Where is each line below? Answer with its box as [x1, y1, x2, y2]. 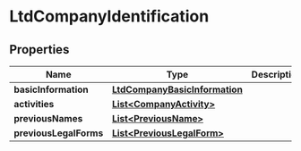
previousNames [13, 113, 83, 124]
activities [13, 98, 55, 110]
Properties [9, 42, 70, 57]
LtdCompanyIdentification [9, 6, 210, 27]
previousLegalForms [13, 127, 104, 139]
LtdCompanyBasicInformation [111, 83, 244, 96]
